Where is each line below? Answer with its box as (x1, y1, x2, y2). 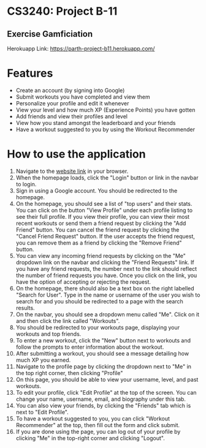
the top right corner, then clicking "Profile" (15, 369, 123, 376)
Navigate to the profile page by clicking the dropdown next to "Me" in (15, 363, 192, 370)
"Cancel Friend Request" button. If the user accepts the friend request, (15, 232, 196, 240)
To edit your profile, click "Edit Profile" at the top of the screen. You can (15, 389, 197, 396)
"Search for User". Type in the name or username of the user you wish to (15, 291, 200, 298)
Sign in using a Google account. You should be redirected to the (15, 187, 178, 194)
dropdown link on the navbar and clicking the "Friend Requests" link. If (15, 259, 195, 266)
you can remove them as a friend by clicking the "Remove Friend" (15, 239, 183, 246)
